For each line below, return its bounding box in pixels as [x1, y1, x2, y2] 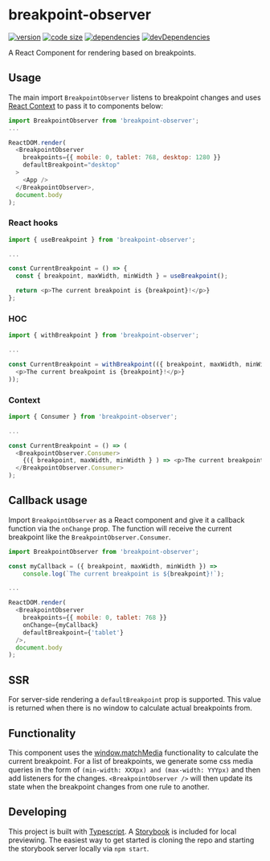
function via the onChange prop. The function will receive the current [8, 523, 232, 533]
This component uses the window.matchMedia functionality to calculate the [8, 748, 259, 757]
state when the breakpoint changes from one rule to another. [8, 781, 210, 791]
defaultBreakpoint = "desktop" [22, 161, 121, 170]
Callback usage [8, 494, 88, 507]
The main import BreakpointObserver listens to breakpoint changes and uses [8, 92, 261, 102]
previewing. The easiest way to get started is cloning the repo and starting [8, 834, 255, 845]
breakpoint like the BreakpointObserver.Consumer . [8, 532, 171, 542]
